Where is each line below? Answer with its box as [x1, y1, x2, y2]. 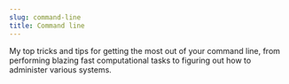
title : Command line [9, 21, 86, 30]
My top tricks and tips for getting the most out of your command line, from [9, 45, 281, 56]
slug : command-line [9, 12, 82, 22]
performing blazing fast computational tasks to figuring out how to [9, 55, 252, 65]
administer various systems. [9, 64, 113, 75]
